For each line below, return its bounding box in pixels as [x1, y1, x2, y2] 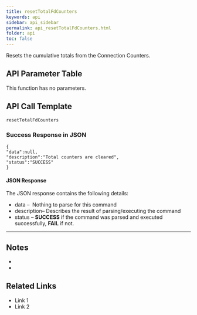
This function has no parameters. [6, 84, 86, 92]
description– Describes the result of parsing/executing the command [14, 208, 181, 215]
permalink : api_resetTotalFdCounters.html [6, 25, 111, 31]
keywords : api [6, 14, 41, 20]
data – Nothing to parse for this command [14, 201, 117, 208]
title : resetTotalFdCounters [6, 8, 77, 15]
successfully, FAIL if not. [14, 220, 74, 227]
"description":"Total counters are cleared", [6, 154, 119, 160]
